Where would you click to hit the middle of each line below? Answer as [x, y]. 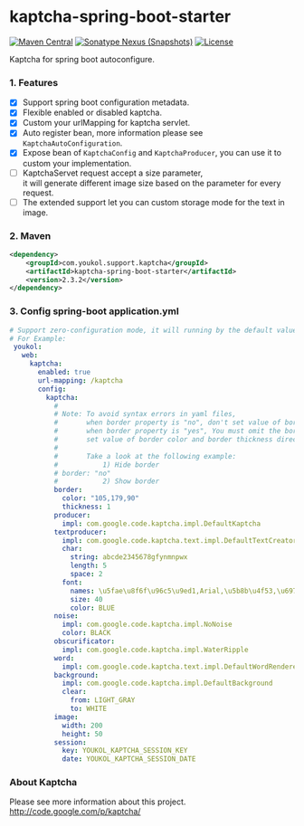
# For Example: [38, 338]
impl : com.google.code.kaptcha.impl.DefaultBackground [167, 684]
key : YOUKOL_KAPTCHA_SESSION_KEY [125, 751]
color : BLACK [86, 633]
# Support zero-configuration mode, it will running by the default [141, 330]
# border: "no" [82, 473]
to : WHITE [88, 709]
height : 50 [82, 734]
